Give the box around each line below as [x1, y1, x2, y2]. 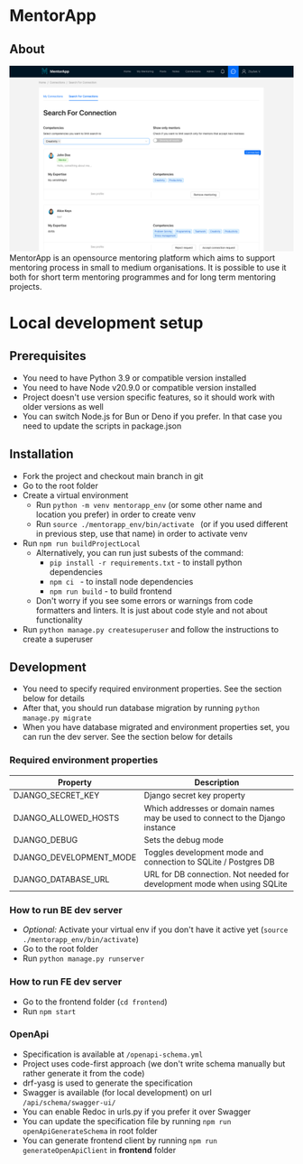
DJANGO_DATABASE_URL [13, 873, 110, 884]
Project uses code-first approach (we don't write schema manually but [22, 1058, 286, 1069]
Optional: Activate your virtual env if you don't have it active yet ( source [22, 924, 289, 935]
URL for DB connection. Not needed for [143, 869, 289, 880]
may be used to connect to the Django [143, 812, 286, 823]
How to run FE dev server [9, 975, 123, 988]
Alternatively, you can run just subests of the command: [35, 547, 243, 558]
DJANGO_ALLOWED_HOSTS [13, 812, 120, 823]
